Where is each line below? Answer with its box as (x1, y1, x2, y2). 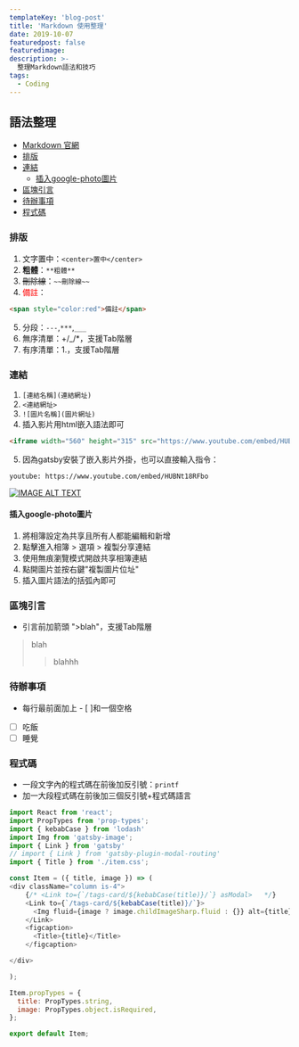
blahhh (53, 656, 79, 667)
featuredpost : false (9, 37, 86, 47)
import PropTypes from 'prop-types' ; (9, 816, 149, 825)
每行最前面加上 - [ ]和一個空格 (21, 702, 133, 713)
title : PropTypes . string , (17, 996, 114, 1006)
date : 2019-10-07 (9, 29, 74, 38)
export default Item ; (9, 1029, 90, 1039)
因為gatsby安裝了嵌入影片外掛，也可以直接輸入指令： (21, 454, 220, 465)
